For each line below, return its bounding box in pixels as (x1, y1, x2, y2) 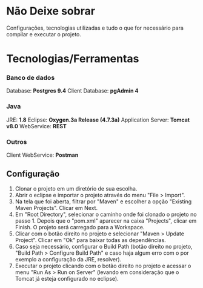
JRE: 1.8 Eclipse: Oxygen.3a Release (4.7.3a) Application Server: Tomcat (6, 116, 190, 123)
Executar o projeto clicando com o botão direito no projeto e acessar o (15, 262, 191, 269)
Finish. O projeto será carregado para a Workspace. (15, 223, 145, 231)
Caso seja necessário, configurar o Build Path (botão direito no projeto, (15, 243, 193, 250)
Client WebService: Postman (6, 151, 79, 159)
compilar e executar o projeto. (6, 30, 82, 38)
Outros (6, 137, 27, 146)
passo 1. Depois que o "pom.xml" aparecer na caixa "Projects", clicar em (15, 217, 197, 224)
